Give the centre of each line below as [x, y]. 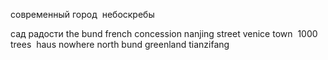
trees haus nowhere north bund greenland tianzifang [120, 44]
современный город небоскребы [82, 14]
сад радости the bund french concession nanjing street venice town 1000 [164, 33]
